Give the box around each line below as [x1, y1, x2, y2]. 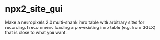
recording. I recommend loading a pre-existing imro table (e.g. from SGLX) [5, 24, 156, 30]
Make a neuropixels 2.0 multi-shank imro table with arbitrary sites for [5, 19, 145, 25]
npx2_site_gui [5, 3, 63, 14]
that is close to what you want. [5, 29, 67, 35]
